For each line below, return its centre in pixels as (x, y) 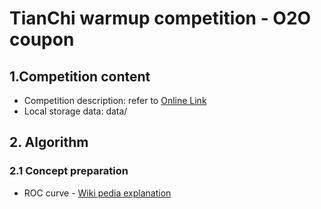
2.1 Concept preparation (69, 171)
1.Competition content (80, 76)
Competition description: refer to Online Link (115, 100)
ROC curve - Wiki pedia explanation (97, 193)
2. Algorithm (49, 142)
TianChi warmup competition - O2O (160, 18)
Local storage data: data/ (75, 111)
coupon (42, 39)
